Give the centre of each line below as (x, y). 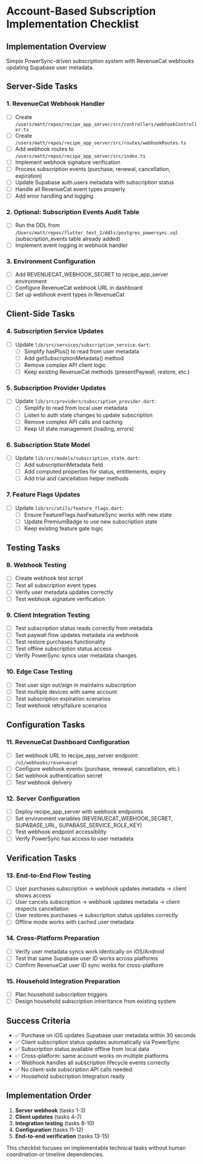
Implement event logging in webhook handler (72, 245)
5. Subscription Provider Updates (56, 388)
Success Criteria (38, 1021)
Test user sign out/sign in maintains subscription (75, 685)
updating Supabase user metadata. (50, 67)
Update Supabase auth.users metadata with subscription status (95, 182)
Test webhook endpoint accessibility (61, 832)
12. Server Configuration (43, 798)
